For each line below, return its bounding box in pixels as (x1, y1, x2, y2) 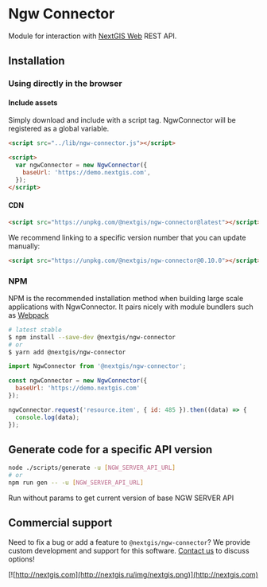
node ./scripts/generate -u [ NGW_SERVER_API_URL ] (8, 464, 176, 472)
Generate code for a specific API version (8, 443, 213, 456)
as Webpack (8, 310, 49, 319)
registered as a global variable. (8, 124, 110, 134)
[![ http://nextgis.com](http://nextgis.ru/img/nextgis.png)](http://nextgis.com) (8, 569, 258, 579)
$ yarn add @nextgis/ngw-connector (8, 348, 126, 356)
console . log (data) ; (15, 413, 80, 421)
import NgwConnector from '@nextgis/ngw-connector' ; (8, 362, 187, 370)
